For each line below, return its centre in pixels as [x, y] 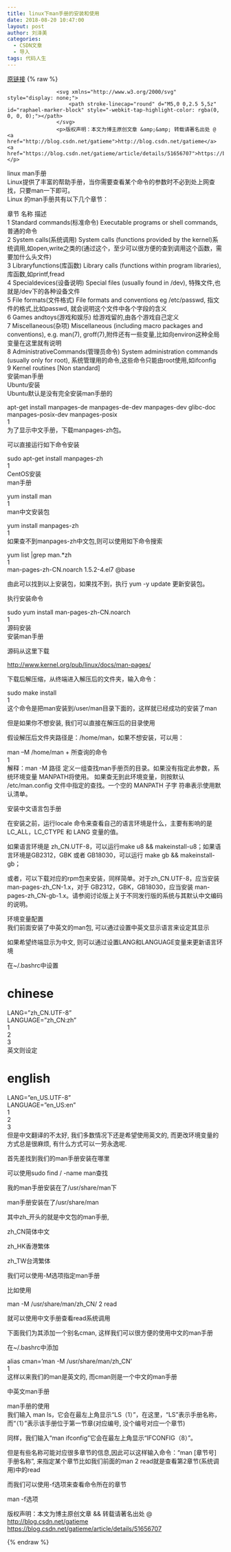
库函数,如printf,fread [36, 274]
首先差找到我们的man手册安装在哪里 [58, 1158]
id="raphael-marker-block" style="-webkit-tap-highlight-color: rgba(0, [113, 110]
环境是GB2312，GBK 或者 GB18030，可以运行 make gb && [96, 855]
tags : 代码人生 [27, 59]
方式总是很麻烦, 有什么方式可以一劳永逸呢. [67, 1143]
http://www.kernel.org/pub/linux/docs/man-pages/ [79, 664]
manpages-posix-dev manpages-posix [63, 414]
